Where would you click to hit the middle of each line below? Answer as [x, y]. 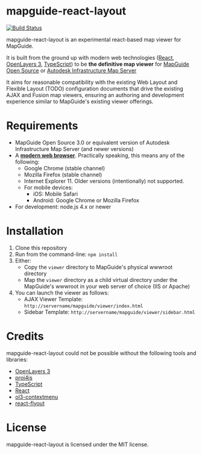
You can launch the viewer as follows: [62, 293]
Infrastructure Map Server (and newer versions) [74, 149]
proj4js [24, 377]
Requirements [42, 126]
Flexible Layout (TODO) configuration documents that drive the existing [95, 88]
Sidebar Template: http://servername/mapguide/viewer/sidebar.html [109, 312]
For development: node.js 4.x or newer [63, 206]
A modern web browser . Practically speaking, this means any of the [100, 155]
